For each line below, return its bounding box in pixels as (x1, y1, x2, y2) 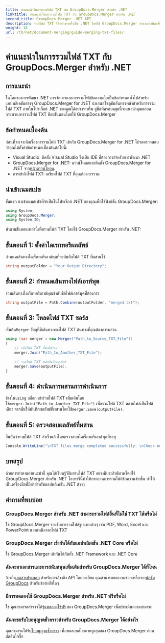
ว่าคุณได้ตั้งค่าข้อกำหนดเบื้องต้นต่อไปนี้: (5, 144, 68, 150)
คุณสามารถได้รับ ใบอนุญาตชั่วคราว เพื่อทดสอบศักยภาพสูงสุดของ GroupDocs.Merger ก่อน (5, 627, 155, 634)
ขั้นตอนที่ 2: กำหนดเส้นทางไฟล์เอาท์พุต (5, 277, 99, 285)
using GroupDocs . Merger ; (5, 213, 56, 218)
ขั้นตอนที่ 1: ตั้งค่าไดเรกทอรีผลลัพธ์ (5, 241, 89, 249)
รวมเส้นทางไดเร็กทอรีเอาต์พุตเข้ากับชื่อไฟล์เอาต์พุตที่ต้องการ (5, 290, 99, 296)
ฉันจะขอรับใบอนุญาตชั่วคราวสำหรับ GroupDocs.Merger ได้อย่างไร (5, 616, 139, 623)
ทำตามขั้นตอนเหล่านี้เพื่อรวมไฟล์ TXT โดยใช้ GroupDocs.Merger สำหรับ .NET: (5, 226, 141, 232)
